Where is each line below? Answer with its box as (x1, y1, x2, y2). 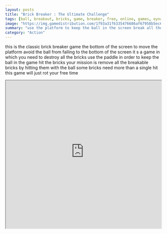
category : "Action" (5, 30, 45, 35)
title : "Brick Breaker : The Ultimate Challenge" (5, 12, 110, 17)
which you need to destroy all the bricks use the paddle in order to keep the (5, 54, 159, 60)
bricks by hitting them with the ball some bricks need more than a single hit (5, 65, 158, 71)
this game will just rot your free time (5, 70, 78, 76)
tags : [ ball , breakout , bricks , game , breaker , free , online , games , (5, 16, 152, 21)
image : (5, 21, 19, 26)
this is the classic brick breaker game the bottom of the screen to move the (5, 44, 158, 49)
